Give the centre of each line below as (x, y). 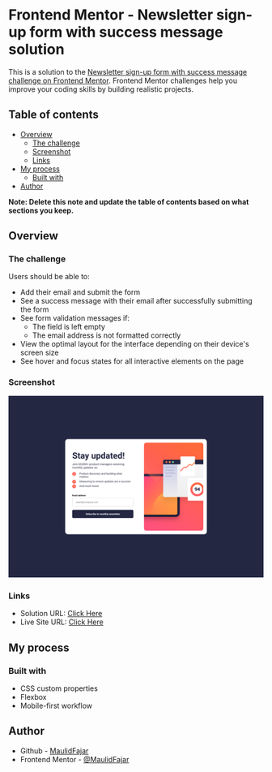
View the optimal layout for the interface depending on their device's (134, 344)
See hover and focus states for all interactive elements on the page (132, 361)
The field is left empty (68, 327)
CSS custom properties (59, 688)
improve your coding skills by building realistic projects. (101, 89)
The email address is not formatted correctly (106, 335)
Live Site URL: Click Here (62, 622)
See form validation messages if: (75, 318)
